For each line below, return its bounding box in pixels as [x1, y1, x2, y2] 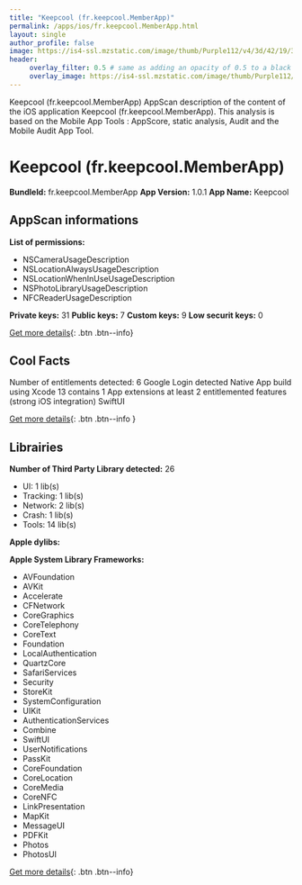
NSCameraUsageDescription [22, 254, 130, 265]
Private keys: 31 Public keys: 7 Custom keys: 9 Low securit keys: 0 [9, 310, 263, 321]
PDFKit [22, 830, 49, 841]
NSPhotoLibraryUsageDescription [22, 283, 148, 293]
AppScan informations [9, 212, 139, 228]
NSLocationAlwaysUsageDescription [22, 263, 159, 275]
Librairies [9, 439, 64, 455]
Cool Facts [9, 353, 70, 368]
